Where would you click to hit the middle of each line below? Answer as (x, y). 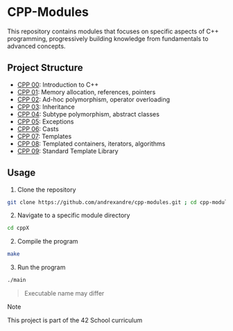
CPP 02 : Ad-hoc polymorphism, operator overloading (94, 99)
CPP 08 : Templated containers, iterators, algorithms (91, 144)
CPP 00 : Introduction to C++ (58, 85)
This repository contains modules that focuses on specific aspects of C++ (113, 31)
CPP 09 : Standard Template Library (68, 151)
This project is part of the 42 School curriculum (75, 321)
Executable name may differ (64, 294)
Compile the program (48, 241)
